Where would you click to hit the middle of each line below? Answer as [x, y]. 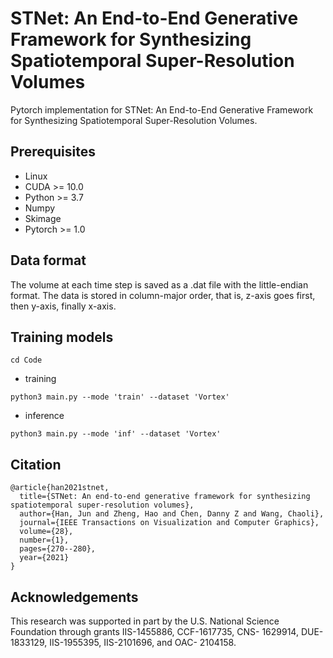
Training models [62, 337]
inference [44, 416]
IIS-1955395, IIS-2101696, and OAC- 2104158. [143, 642]
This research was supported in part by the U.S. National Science [145, 621]
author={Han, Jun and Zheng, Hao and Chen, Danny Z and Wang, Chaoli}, [172, 514]
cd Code [26, 360]
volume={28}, [46, 532]
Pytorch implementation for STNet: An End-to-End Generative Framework [162, 109]
